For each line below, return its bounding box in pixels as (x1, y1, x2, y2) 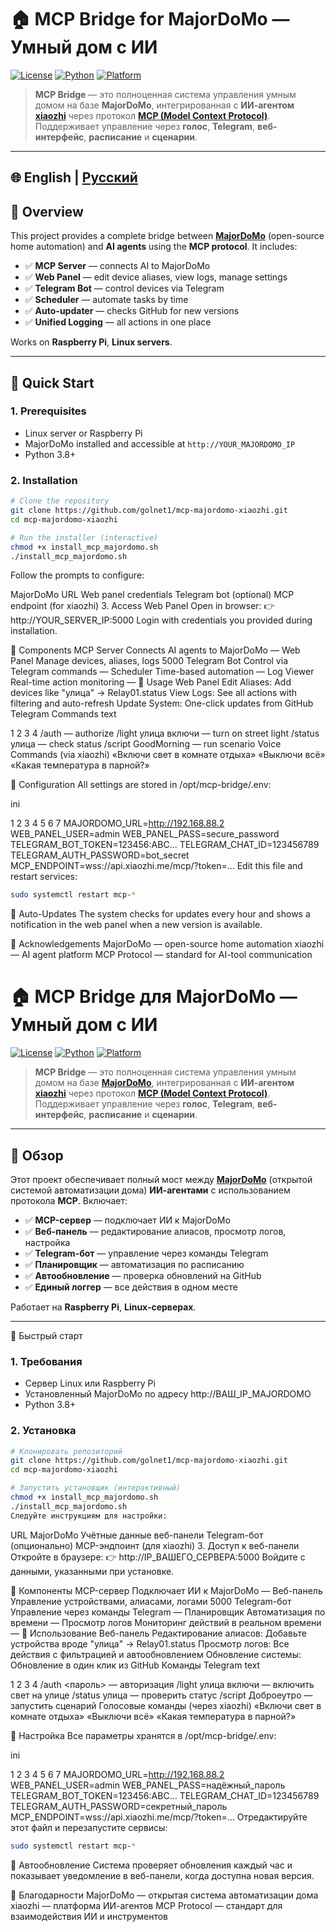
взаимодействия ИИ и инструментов (10, 1910, 169, 1922)
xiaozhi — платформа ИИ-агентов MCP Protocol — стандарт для (10, 1899, 283, 1911)
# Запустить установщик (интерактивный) (10, 1483, 182, 1493)
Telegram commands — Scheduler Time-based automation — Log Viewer (10, 666, 315, 678)
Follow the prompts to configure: (10, 569, 145, 581)
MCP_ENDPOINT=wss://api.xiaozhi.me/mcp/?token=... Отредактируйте (10, 1811, 308, 1823)
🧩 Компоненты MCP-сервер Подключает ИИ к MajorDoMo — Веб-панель (10, 1584, 323, 1596)
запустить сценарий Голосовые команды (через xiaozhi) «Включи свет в (10, 1699, 322, 1711)
